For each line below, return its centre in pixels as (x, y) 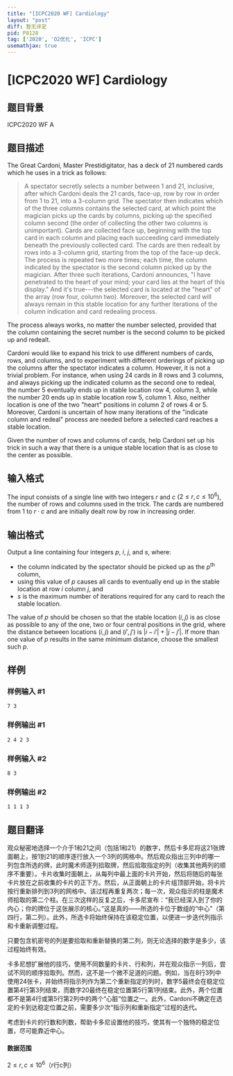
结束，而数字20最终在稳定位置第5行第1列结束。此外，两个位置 (134, 990)
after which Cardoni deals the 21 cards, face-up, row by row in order (122, 193)
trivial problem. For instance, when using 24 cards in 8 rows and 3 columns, (115, 375)
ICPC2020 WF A (31, 125)
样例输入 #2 (27, 758)
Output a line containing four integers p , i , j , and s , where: (89, 552)
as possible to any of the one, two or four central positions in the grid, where (116, 624)
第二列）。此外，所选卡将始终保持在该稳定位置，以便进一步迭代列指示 (124, 917)
